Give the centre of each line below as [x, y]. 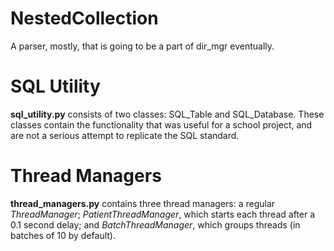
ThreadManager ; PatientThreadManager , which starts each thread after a [163, 214]
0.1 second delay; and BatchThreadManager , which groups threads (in [155, 224]
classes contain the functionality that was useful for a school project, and [161, 124]
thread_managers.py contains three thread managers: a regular [143, 203]
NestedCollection [84, 18]
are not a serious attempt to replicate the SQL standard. [125, 135]
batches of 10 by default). [63, 235]
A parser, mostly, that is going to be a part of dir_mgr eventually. [142, 46]
